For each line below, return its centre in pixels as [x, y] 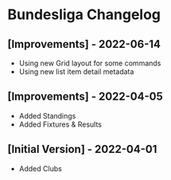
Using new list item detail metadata [76, 72]
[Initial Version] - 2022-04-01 [82, 149]
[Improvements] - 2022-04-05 [85, 97]
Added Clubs [41, 168]
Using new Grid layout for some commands [90, 63]
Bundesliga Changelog [84, 15]
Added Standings [47, 115]
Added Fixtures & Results [60, 124]
